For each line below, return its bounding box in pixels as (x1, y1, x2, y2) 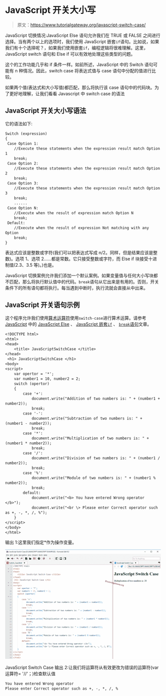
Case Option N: (7, 205, 39, 211)
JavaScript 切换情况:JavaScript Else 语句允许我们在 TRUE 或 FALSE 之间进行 (5, 32, 161, 38)
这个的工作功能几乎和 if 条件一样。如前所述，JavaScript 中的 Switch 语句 (5, 61, 154, 67)
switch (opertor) (14, 381, 50, 386)
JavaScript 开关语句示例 (5, 301, 80, 309)
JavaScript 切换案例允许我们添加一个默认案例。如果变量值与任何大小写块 (5, 272, 154, 278)
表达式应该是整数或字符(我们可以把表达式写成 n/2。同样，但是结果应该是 (5, 249, 153, 255)
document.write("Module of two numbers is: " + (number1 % (31, 475, 156, 480)
